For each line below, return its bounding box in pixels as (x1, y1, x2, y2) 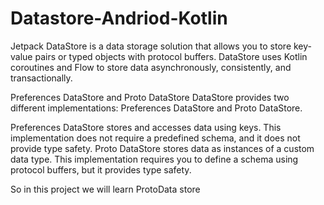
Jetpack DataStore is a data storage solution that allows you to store (10, 40, 292, 52)
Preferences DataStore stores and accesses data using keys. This (10, 121, 282, 133)
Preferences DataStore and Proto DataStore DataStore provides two (10, 91, 290, 103)
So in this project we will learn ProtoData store (10, 183, 201, 195)
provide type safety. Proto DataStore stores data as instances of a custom (10, 142, 315, 154)
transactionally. (10, 72, 73, 84)
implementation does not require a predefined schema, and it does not (10, 132, 301, 144)
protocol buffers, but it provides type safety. (10, 163, 192, 176)
